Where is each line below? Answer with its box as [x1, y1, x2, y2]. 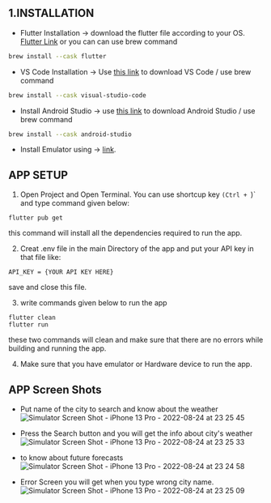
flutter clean [8, 313, 57, 322]
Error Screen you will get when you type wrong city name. [19, 477, 214, 487]
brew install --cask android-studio [8, 130, 132, 139]
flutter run [8, 321, 49, 329]
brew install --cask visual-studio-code [8, 91, 147, 100]
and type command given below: [19, 198, 130, 208]
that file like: [19, 253, 61, 262]
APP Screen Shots [8, 382, 103, 396]
